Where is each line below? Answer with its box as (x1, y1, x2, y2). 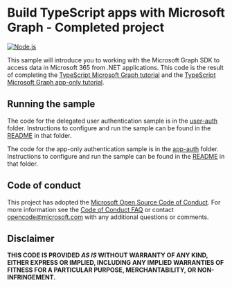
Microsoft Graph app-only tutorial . (7, 78, 105, 86)
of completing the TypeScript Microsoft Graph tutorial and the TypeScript (7, 71, 216, 79)
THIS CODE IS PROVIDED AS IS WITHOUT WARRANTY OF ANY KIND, (7, 251, 208, 259)
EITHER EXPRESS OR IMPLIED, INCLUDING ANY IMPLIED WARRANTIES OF (7, 259, 224, 267)
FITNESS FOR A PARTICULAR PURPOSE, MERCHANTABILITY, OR (7, 266, 197, 275)
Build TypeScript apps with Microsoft (7, 5, 225, 21)
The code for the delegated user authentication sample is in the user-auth (7, 116, 218, 125)
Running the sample (7, 98, 96, 110)
